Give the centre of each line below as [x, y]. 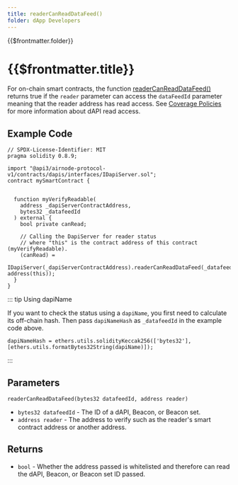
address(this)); [31, 274]
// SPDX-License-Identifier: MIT [57, 150]
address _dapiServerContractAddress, [76, 206]
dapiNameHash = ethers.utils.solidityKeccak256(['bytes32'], [100, 341]
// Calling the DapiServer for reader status [89, 237]
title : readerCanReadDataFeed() [55, 14]
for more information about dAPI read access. [74, 111]
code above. [25, 328]
